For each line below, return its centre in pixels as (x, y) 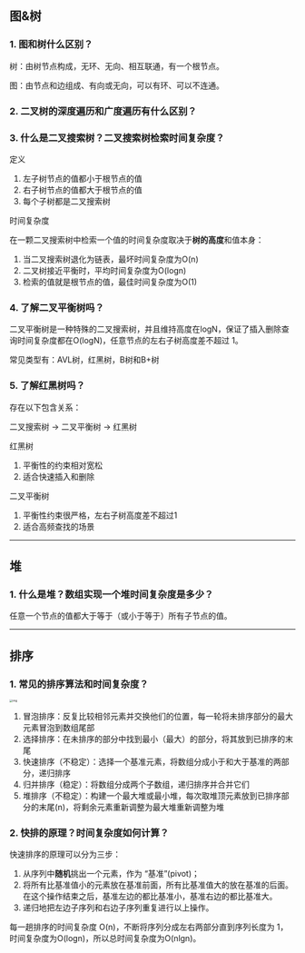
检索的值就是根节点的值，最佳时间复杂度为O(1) (110, 282)
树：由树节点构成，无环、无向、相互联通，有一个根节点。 (117, 65)
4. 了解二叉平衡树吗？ (57, 307)
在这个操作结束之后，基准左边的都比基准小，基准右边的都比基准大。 (150, 897)
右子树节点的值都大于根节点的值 (82, 190)
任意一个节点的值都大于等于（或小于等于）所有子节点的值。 (121, 616)
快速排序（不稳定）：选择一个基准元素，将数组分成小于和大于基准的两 (152, 762)
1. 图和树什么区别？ (51, 45)
